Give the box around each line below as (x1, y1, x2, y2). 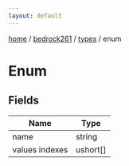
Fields (8, 94, 40, 107)
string (75, 131, 98, 142)
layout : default (8, 11, 62, 20)
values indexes (12, 144, 68, 155)
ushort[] (75, 144, 107, 155)
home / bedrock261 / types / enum (8, 34, 122, 43)
